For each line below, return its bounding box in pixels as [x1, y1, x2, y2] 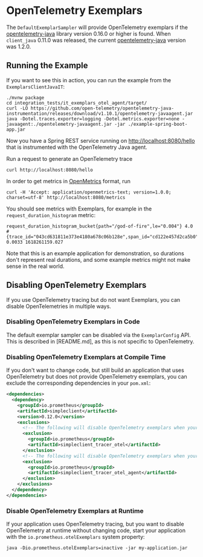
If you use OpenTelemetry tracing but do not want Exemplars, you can [6, 296, 181, 303]
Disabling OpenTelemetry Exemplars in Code [6, 318, 140, 326]
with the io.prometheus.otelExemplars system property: [6, 533, 145, 541]
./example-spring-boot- [127, 121, 188, 127]
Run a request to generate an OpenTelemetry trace [6, 155, 133, 162]
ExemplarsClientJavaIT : [6, 83, 65, 90]
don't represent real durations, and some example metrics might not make [6, 256, 191, 263]
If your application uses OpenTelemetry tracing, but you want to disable [6, 521, 184, 528]
